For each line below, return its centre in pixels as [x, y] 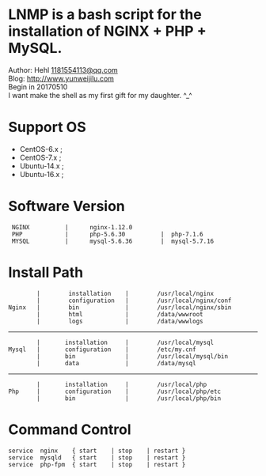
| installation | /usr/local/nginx [125, 293]
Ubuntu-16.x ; [42, 174]
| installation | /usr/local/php [122, 384]
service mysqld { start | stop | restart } [97, 457]
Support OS [47, 127]
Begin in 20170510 [38, 87]
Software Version [66, 206]
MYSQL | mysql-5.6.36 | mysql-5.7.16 [113, 241]
